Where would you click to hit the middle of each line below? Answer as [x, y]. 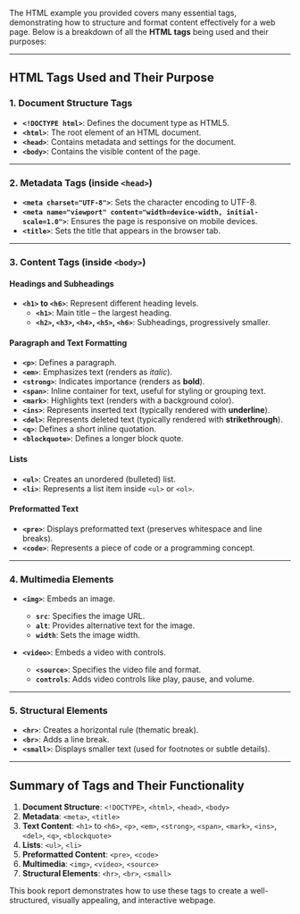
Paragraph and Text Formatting [68, 342]
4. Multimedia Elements [62, 579]
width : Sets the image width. [87, 635]
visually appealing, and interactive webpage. [134, 901]
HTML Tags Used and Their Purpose [112, 78]
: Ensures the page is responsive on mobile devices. [162, 221]
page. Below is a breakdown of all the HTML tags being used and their [139, 32]
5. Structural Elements [59, 710]
